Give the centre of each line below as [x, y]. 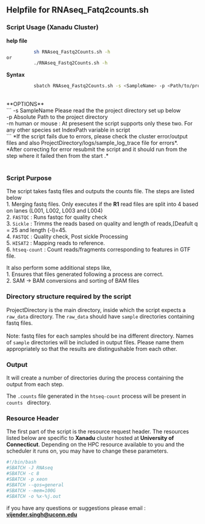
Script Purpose [29, 178]
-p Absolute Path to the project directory [57, 117]
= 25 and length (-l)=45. [37, 230]
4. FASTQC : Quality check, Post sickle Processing [67, 236]
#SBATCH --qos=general [35, 485]
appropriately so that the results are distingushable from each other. [92, 349]
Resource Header [33, 418]
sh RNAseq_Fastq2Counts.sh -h [72, 52]
